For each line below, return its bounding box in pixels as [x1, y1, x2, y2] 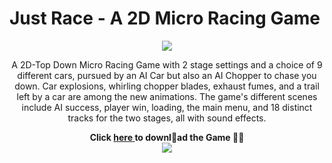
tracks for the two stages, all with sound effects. [67, 112, 267, 124]
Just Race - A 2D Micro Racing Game [9, 7, 321, 30]
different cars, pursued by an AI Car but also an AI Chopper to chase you [17, 69, 317, 81]
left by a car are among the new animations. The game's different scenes [16, 90, 318, 102]
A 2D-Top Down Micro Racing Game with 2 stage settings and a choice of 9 [11, 58, 323, 71]
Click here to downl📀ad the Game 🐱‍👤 [89, 131, 245, 143]
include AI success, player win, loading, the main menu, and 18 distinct [21, 101, 313, 113]
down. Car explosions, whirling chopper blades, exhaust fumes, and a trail [14, 80, 320, 92]
